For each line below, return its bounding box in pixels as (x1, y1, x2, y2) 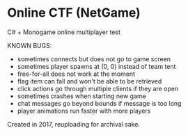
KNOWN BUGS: (7, 41, 52, 49)
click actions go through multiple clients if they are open (17, 84, 179, 93)
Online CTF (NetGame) (7, 5, 141, 21)
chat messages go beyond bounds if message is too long (17, 99, 182, 107)
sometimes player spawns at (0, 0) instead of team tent (17, 62, 176, 70)
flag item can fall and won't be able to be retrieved (17, 77, 162, 85)
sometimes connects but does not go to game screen (17, 54, 171, 63)
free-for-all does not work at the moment (17, 70, 136, 78)
